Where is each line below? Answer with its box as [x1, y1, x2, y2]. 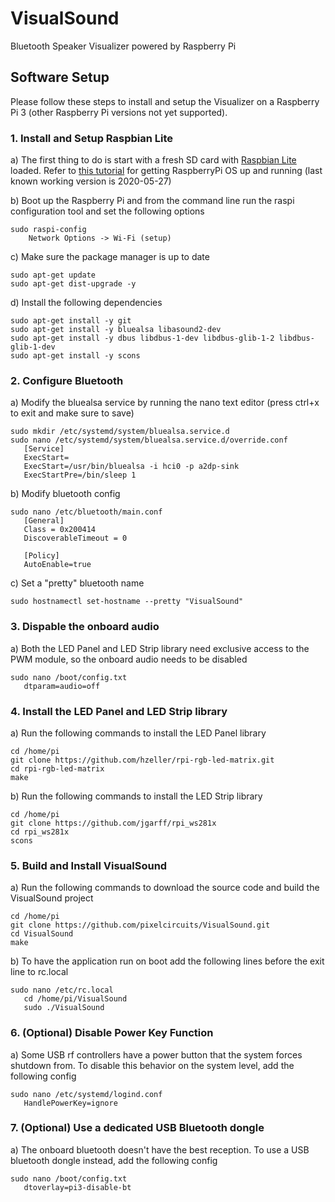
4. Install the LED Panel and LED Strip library [10, 704, 228, 718]
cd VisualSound [10, 929, 74, 939]
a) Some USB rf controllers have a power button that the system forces [10, 1048, 303, 1061]
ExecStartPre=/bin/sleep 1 [23, 470, 137, 481]
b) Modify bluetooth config [10, 488, 121, 500]
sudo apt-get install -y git [10, 316, 132, 326]
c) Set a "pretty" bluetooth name [10, 577, 145, 589]
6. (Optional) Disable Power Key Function [10, 1026, 214, 1040]
